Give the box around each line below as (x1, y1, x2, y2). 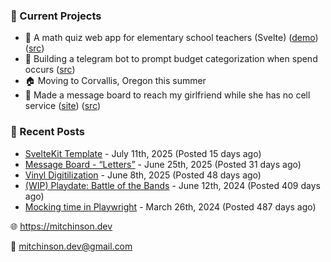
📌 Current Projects (10, 9, 102, 23)
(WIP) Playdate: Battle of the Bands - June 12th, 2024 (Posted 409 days (24, 179, 321, 191)
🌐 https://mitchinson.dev (10, 220, 113, 232)
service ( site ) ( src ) (24, 100, 102, 112)
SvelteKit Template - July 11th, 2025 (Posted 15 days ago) (24, 147, 262, 159)
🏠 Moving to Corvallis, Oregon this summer (24, 75, 207, 87)
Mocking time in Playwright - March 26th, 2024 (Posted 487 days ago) (24, 200, 317, 213)
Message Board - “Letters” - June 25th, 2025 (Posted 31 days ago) (24, 158, 302, 170)
